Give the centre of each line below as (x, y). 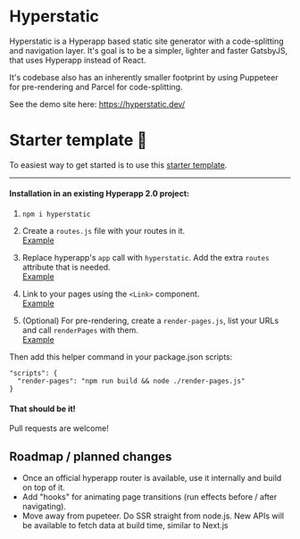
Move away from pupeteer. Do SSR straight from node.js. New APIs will (153, 516)
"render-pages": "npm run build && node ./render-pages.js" (131, 381)
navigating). (44, 507)
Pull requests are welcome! (59, 428)
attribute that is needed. (66, 267)
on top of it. (43, 487)
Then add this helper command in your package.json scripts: (121, 357)
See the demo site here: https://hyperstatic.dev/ (97, 104)
